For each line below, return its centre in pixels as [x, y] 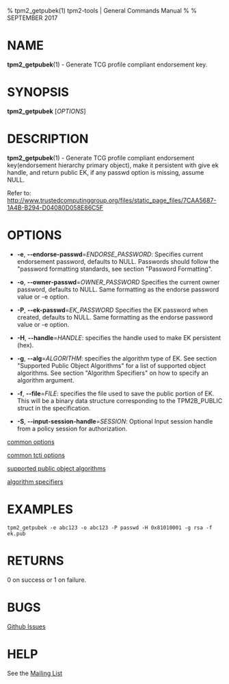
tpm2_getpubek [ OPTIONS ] [47, 111]
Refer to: [19, 193]
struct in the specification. [54, 408]
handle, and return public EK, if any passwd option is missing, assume [106, 172]
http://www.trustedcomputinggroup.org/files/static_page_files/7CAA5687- [112, 200]
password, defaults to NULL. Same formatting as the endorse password [118, 289]
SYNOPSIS [38, 92]
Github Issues [26, 626]
